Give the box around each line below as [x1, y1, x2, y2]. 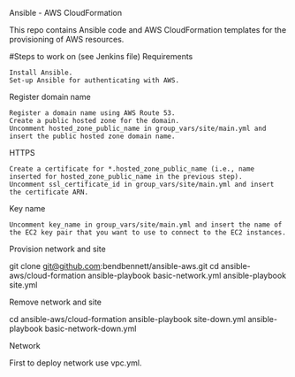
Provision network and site [9, 243, 106, 254]
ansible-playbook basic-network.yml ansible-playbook [87, 270, 287, 281]
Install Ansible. [9, 68, 73, 77]
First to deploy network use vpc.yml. [9, 358, 142, 368]
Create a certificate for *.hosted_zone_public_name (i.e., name [9, 165, 254, 173]
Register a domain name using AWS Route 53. [9, 109, 176, 118]
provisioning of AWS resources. [9, 35, 125, 44]
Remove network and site [9, 296, 102, 307]
